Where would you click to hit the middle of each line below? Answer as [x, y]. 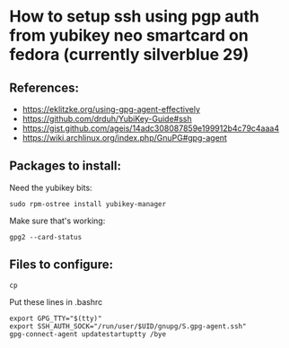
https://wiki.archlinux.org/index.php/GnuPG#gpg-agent [124, 138]
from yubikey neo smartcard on [129, 35]
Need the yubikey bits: [51, 187]
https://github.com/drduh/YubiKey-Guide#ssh [107, 119]
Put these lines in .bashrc [56, 301]
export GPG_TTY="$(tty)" [56, 318]
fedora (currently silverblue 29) [129, 55]
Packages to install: [66, 166]
